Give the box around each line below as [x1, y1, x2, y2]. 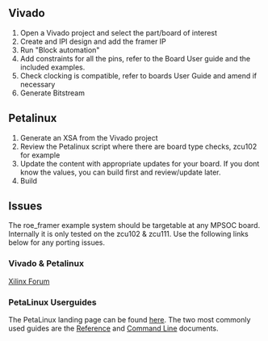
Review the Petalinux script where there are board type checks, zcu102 [19, 141, 258, 151]
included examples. [19, 62, 86, 72]
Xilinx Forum [8, 276, 50, 286]
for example [19, 149, 61, 160]
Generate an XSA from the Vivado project [19, 133, 159, 142]
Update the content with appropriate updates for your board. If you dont [19, 158, 260, 168]
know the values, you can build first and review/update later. [19, 167, 221, 177]
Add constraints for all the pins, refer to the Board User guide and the [19, 53, 251, 63]
